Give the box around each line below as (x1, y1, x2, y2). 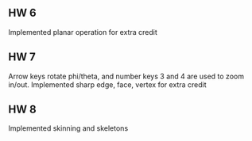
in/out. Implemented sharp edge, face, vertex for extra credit (8, 79, 207, 90)
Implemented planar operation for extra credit (8, 27, 157, 36)
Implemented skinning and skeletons (8, 124, 129, 133)
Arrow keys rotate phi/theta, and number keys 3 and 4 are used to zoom (8, 71, 245, 81)
